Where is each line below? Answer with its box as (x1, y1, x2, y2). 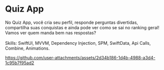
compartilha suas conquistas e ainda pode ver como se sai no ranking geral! (5, 24, 160, 30)
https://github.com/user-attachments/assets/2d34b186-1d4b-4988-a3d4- (5, 54, 156, 60)
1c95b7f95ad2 (5, 60, 34, 66)
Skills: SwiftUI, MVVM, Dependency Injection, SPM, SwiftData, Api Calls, (5, 40, 151, 46)
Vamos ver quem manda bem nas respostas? (5, 30, 97, 35)
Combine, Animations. (5, 45, 50, 51)
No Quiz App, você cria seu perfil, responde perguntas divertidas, (5, 19, 138, 25)
